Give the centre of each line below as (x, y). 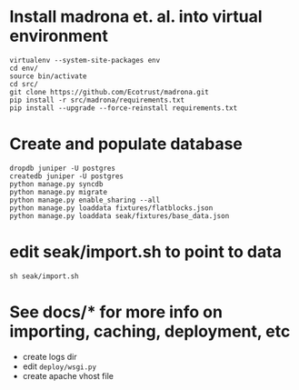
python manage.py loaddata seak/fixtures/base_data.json (120, 215)
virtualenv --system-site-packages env (85, 60)
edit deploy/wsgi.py (60, 366)
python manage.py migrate (58, 192)
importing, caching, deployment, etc (150, 331)
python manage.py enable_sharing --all (85, 200)
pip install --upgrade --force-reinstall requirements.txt (124, 108)
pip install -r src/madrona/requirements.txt (97, 100)
